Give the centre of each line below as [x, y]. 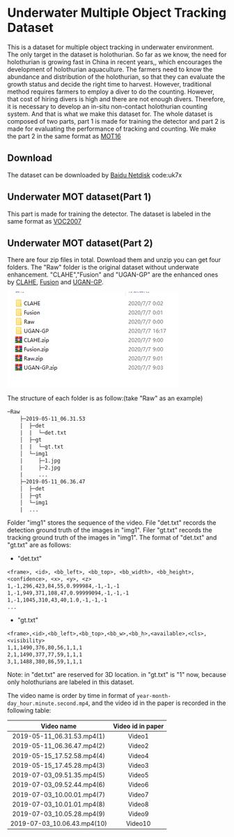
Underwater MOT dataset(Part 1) [79, 197]
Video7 [138, 794]
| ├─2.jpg [40, 468]
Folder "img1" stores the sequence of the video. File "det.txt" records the [112, 523]
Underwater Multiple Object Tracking [117, 13]
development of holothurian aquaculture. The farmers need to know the [110, 69]
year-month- [154, 697]
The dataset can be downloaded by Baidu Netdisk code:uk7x [95, 175]
